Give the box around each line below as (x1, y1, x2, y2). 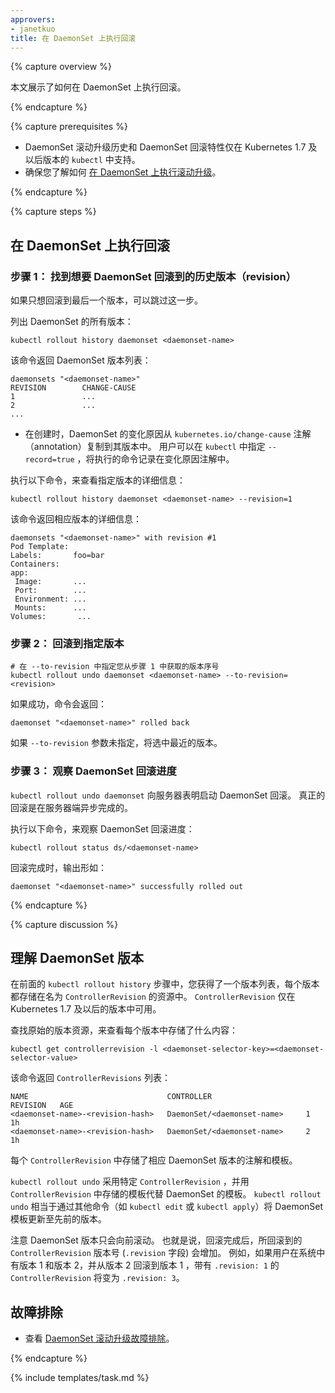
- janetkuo (10, 24, 56, 34)
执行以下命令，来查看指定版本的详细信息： (10, 474, 186, 486)
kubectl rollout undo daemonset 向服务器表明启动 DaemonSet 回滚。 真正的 (10, 789, 326, 801)
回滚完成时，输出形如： (10, 861, 107, 873)
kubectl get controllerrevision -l (10, 1044, 159, 1055)
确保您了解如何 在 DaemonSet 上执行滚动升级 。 (24, 166, 222, 178)
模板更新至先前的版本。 (10, 1213, 107, 1225)
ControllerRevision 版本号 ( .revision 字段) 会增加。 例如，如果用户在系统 (10, 1247, 317, 1259)
